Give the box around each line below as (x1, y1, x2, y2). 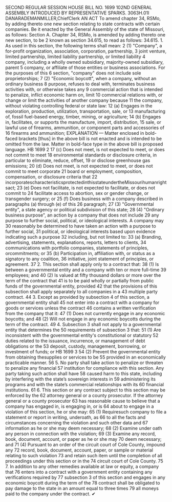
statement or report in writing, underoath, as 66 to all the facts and (5, 414, 146, 420)
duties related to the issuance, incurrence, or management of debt (5, 338, 145, 344)
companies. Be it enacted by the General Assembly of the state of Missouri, (5, 26, 165, 32)
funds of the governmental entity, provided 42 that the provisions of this (5, 283, 158, 289)
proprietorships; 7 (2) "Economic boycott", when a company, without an (5, 76, 157, 81)
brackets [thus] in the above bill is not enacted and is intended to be (18, 136, 162, 141)
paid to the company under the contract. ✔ (5, 491, 96, 497)
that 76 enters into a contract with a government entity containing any (5, 469, 153, 475)
